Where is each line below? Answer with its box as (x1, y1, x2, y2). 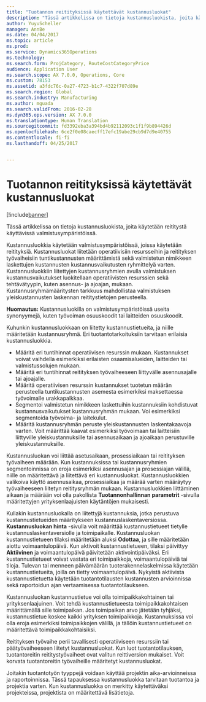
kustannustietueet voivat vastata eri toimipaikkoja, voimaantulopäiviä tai (6, 555, 188, 563)
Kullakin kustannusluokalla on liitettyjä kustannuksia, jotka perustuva (6, 509, 180, 517)
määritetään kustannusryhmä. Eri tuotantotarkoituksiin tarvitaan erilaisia (6, 330, 188, 338)
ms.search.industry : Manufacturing (6, 95, 97, 101)
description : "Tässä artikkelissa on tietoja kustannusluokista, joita (6, 15, 193, 21)
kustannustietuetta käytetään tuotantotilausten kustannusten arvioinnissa (6, 575, 191, 582)
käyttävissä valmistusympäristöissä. (6, 229, 97, 236)
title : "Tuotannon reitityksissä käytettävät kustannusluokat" (6, 9, 172, 15)
